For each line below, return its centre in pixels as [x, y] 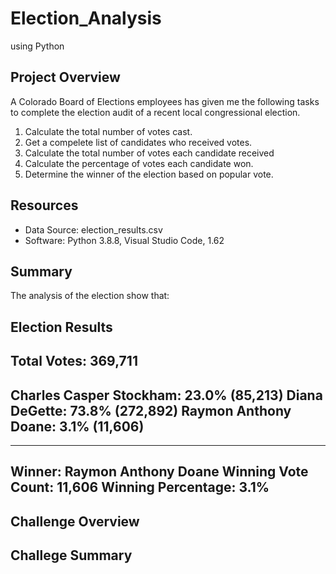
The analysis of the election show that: [90, 296]
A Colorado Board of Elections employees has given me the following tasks [165, 101]
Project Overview [65, 77]
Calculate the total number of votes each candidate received [149, 153]
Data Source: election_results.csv [93, 229]
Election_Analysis [86, 18]
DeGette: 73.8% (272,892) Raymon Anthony [151, 410]
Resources [44, 205]
